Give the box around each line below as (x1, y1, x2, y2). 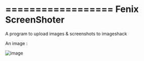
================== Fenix (5, 3, 139, 15)
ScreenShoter (5, 14, 65, 25)
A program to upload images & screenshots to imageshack (5, 30, 127, 36)
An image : (5, 40, 28, 46)
